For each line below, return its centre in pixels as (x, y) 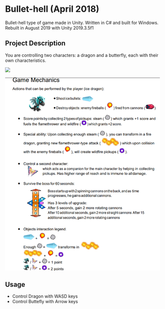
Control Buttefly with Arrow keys (45, 302)
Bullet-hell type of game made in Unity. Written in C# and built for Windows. (82, 23)
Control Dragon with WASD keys (45, 296)
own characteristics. (26, 60)
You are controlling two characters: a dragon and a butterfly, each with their (82, 55)
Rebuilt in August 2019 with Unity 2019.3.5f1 (50, 28)
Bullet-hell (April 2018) (52, 9)
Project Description (35, 43)
